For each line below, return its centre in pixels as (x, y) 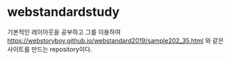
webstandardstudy (63, 12)
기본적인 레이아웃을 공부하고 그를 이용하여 (64, 32)
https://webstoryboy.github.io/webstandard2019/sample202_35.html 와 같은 (115, 40)
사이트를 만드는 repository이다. (50, 49)
